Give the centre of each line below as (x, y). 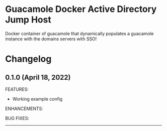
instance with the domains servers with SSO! (51, 39)
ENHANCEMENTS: (24, 109)
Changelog (28, 59)
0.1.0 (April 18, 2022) (38, 77)
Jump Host (28, 20)
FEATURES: (17, 89)
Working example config (38, 99)
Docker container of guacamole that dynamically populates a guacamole (80, 33)
